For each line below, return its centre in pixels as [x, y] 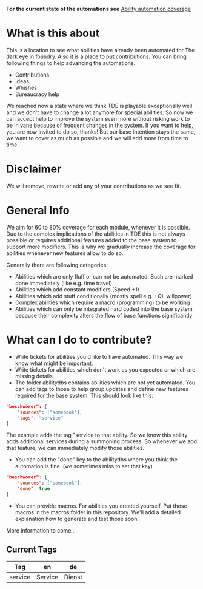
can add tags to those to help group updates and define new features [102, 389]
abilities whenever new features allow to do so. [65, 253]
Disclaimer [34, 169]
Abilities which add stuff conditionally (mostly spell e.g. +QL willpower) [104, 296]
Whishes [26, 87]
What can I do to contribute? [79, 340]
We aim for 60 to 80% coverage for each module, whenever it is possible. [98, 227]
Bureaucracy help [37, 94]
